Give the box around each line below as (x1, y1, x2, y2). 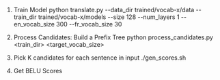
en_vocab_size (13, 20, 55, 28)
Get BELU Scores (13, 67, 63, 75)
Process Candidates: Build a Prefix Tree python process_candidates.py (13, 33, 214, 41)
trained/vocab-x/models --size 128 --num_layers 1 (38, 13, 180, 21)
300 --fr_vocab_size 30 (55, 20, 122, 28)
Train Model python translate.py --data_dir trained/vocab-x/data (13, 6, 195, 14)
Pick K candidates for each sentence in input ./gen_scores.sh (13, 54, 187, 62)
